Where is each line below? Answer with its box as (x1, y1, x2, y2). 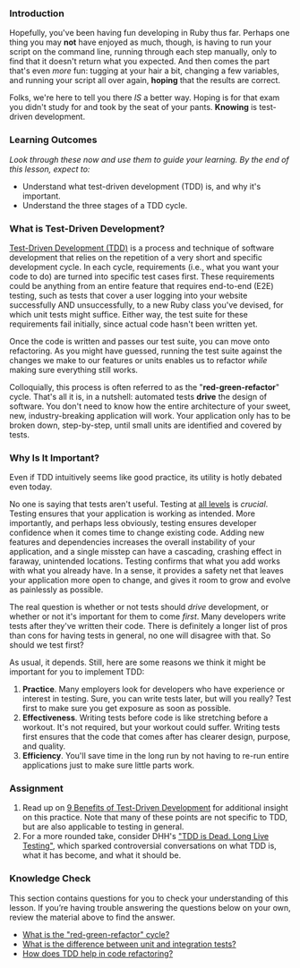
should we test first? (9, 640, 85, 650)
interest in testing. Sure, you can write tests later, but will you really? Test (21, 693, 292, 704)
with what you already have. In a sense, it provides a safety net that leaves (9, 565, 284, 576)
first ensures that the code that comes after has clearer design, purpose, (21, 732, 291, 743)
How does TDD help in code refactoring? (21, 947, 174, 959)
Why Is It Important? (9, 451, 100, 463)
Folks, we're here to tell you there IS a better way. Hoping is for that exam (9, 92, 280, 103)
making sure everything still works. (9, 364, 139, 375)
